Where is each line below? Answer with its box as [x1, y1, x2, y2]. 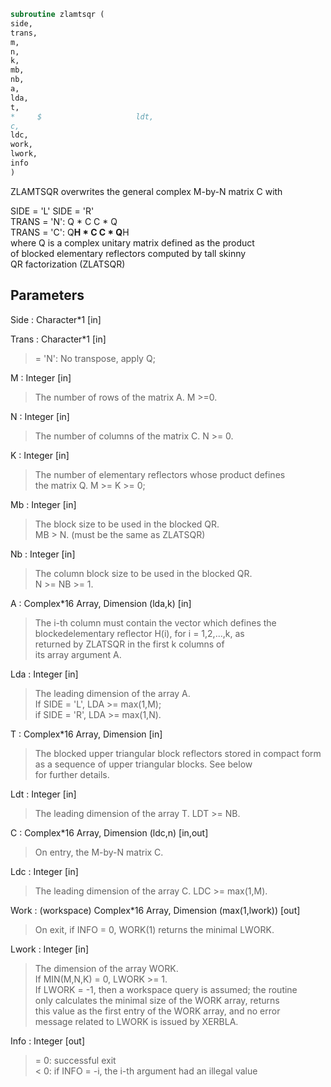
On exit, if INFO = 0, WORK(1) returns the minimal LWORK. [34, 923, 275, 935]
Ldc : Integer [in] [10, 865, 79, 877]
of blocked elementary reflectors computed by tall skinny [10, 247, 247, 259]
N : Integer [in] [10, 410, 70, 422]
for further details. [34, 768, 110, 780]
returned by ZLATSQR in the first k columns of [34, 638, 225, 650]
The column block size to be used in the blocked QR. [34, 567, 253, 579]
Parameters [10, 287, 85, 304]
